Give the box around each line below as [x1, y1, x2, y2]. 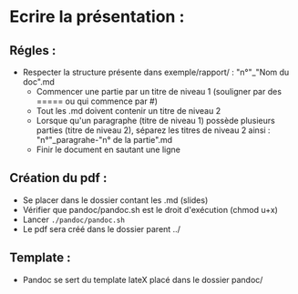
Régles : [9, 43, 57, 58]
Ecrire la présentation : [9, 6, 185, 27]
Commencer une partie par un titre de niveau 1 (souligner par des [36, 86, 283, 96]
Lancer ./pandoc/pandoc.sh [22, 214, 126, 225]
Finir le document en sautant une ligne [36, 144, 180, 155]
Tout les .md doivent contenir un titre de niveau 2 [36, 106, 221, 116]
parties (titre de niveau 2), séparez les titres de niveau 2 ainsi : [36, 125, 271, 136]
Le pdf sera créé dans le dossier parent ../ [22, 223, 180, 234]
